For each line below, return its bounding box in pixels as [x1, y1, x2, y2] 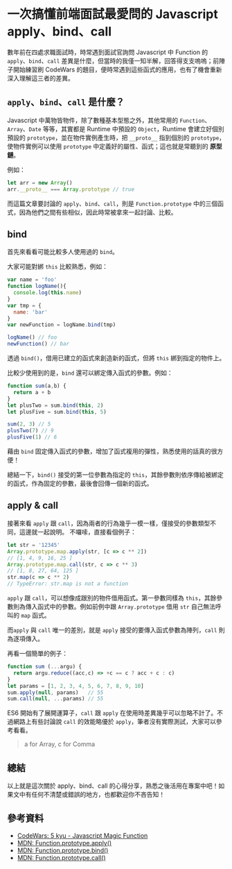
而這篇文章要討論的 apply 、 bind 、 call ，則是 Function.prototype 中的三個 [7, 199, 218, 208]
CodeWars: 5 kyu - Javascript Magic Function [17, 831, 148, 840]
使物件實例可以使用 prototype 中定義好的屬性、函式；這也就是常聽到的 [7, 142, 209, 150]
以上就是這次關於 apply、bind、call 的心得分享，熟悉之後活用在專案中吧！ [7, 782, 219, 790]
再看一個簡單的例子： [7, 650, 68, 657]
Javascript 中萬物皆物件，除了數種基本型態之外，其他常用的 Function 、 [7, 116, 211, 124]
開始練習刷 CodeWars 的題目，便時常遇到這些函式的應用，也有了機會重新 [12, 65, 223, 74]
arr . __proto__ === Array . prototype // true [7, 185, 135, 193]
